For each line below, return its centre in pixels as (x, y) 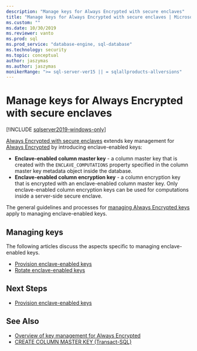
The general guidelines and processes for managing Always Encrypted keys (98, 208)
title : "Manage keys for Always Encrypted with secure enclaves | (89, 17)
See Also (23, 321)
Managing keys (35, 232)
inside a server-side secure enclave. (58, 196)
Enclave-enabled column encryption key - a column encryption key (97, 178)
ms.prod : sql (22, 39)
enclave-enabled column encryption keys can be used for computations (101, 190)
